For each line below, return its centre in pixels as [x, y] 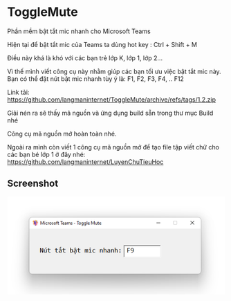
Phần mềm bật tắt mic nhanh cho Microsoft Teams [79, 31]
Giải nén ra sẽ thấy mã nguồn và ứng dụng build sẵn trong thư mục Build [110, 113]
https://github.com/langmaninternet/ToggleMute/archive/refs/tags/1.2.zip [112, 99]
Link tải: [18, 92]
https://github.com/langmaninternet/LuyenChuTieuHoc [85, 162]
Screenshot [33, 184]
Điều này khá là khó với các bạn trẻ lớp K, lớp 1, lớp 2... [85, 58]
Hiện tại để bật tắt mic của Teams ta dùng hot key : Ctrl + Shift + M [102, 44]
